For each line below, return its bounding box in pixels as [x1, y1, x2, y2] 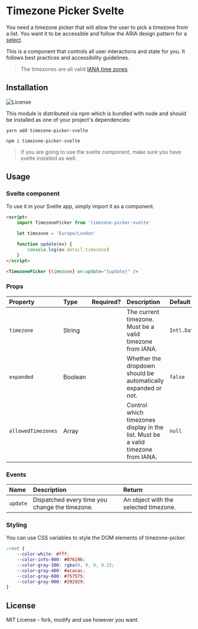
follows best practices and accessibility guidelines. [6, 54, 130, 61]
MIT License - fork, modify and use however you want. [6, 617, 140, 624]
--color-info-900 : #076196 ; [16, 557, 85, 563]
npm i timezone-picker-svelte [6, 138, 81, 144]
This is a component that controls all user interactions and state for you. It [6, 47, 186, 54]
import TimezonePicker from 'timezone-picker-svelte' [16, 220, 151, 226]
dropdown [126, 362, 155, 370]
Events [6, 470, 27, 479]
